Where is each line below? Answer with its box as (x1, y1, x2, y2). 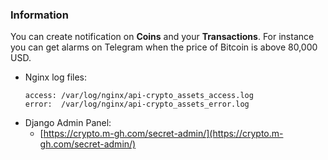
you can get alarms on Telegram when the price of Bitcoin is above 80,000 (10, 41, 318, 53)
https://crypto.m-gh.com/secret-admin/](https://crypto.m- (43, 128, 284, 140)
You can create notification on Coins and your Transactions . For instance (10, 31, 315, 43)
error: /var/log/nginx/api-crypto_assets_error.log (24, 99, 250, 110)
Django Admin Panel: (24, 117, 112, 129)
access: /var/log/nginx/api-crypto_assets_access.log (24, 91, 254, 101)
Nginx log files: (24, 71, 88, 83)
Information (10, 8, 69, 22)
